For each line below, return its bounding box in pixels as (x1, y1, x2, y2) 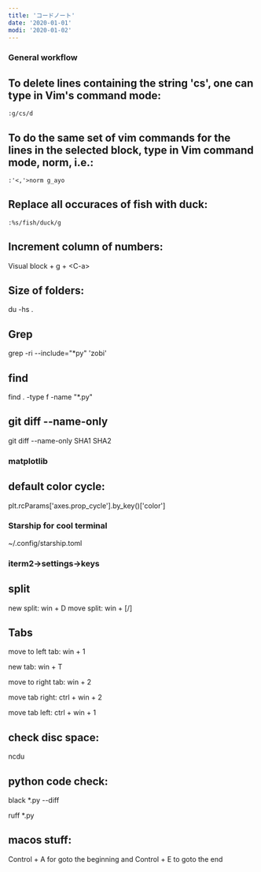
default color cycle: (8, 480, 105, 493)
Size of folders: (8, 284, 85, 297)
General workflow (8, 52, 78, 63)
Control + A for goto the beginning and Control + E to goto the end (8, 854, 223, 863)
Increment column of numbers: (8, 240, 164, 254)
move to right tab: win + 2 (8, 677, 92, 687)
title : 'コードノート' (8, 11, 75, 20)
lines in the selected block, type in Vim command (8, 143, 254, 157)
